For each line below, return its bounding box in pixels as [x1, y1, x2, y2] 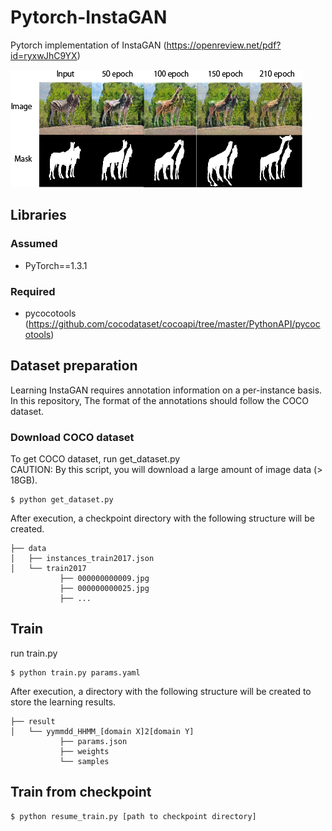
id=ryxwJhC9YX [10, 49, 78, 61]
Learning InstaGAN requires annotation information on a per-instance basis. [10, 384, 323, 396]
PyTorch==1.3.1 [24, 259, 88, 271]
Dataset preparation [10, 357, 138, 375]
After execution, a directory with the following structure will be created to [10, 685, 312, 697]
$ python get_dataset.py [10, 495, 114, 505]
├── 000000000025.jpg [59, 584, 150, 594]
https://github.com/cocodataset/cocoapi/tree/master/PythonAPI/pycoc [28, 317, 321, 330]
